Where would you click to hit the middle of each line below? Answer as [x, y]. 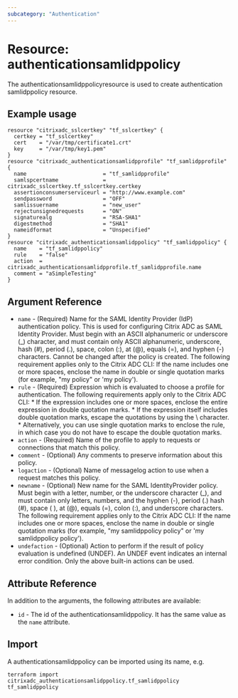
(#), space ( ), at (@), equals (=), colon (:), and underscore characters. [120, 508]
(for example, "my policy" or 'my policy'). [78, 380]
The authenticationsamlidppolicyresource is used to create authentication [115, 84]
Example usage [42, 114]
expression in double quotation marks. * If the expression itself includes [123, 410]
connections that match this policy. [69, 448]
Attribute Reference [52, 584]
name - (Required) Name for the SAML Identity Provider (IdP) [105, 319]
